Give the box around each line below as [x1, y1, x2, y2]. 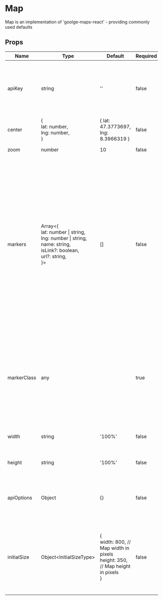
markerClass [7, 374, 36, 381]
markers [7, 241, 27, 247]
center [7, 126, 23, 133]
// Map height [99, 563, 131, 569]
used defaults [5, 24, 33, 30]
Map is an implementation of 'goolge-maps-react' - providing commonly [5, 19, 150, 25]
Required [135, 52, 157, 59]
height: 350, [99, 556, 128, 563]
